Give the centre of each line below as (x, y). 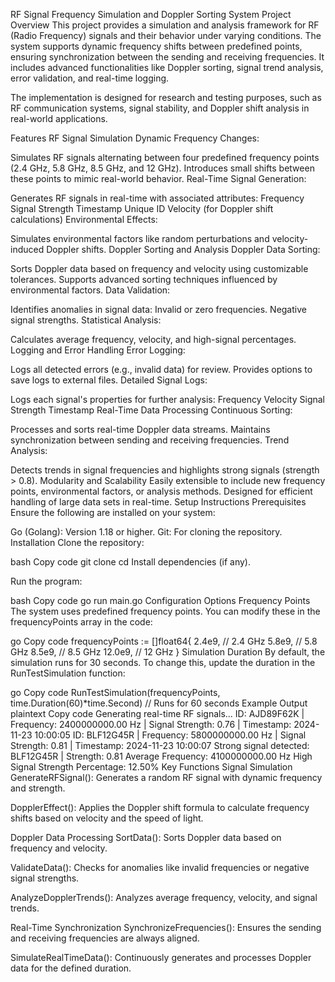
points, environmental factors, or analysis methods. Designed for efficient (161, 491)
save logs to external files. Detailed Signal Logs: (109, 380)
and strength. (38, 788)
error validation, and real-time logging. (90, 78)
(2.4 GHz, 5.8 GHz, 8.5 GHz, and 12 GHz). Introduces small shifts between (162, 168)
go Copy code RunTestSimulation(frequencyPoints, (115, 692)
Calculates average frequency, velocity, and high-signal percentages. (153, 339)
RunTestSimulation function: (68, 673)
